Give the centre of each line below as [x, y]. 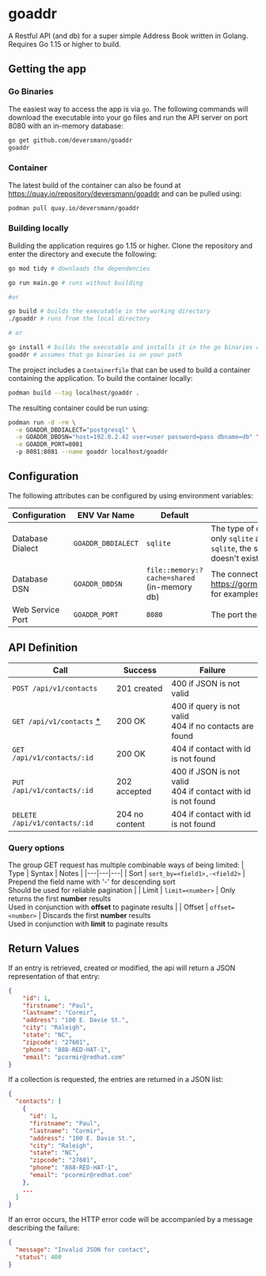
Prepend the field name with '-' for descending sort [92, 882]
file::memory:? [175, 570]
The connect [235, 573]
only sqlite [232, 538]
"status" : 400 [38, 1257]
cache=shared [171, 578]
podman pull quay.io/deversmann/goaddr [74, 208]
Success [140, 670]
